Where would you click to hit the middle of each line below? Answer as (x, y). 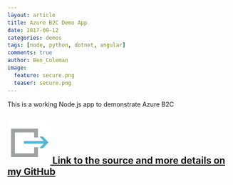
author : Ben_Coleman (38, 61)
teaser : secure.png (43, 83)
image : (17, 68)
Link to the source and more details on (139, 160)
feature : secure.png (44, 75)
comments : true (30, 53)
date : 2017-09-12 (33, 30)
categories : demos (35, 38)
